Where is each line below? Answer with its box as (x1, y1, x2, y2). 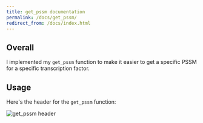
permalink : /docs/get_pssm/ (6, 14, 78, 20)
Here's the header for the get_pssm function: (6, 98, 116, 106)
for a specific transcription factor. (6, 65, 90, 72)
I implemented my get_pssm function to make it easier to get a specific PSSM (6, 58, 197, 66)
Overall (6, 42, 35, 52)
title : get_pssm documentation (6, 8, 85, 15)
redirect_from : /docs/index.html (6, 20, 91, 26)
